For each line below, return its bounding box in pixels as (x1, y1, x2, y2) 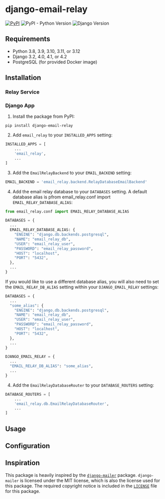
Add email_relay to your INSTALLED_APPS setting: (12, 132, 113, 138)
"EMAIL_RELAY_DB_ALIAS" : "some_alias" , (10, 364, 94, 369)
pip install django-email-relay (5, 123, 73, 128)
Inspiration (5, 459, 40, 467)
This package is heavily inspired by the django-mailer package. (5, 472, 137, 478)
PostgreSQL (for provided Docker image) (12, 59, 98, 65)
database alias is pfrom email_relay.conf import (12, 194, 111, 200)
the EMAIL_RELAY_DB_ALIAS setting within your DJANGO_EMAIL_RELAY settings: (5, 283, 158, 290)
